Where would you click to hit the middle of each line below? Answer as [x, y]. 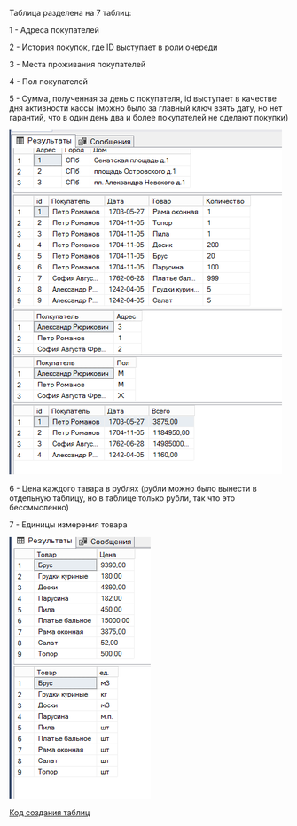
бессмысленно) [39, 507]
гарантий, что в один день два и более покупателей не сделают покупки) [149, 117]
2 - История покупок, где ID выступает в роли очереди [113, 47]
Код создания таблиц [50, 813]
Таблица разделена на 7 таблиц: [70, 13]
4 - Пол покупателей [49, 82]
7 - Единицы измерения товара [68, 525]
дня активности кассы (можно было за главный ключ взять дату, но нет [146, 108]
